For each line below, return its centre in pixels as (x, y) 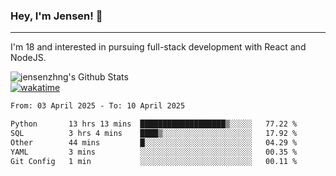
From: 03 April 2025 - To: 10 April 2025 (98, 106)
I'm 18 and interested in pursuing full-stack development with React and (158, 47)
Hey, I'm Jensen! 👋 (56, 16)
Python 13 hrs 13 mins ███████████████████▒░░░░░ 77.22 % (154, 124)
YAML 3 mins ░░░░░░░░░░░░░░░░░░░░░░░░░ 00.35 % (154, 152)
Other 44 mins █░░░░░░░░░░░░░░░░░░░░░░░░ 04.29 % (154, 142)
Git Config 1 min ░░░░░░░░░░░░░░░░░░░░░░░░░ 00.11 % (154, 161)
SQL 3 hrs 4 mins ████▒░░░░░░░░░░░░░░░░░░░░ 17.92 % (154, 134)
